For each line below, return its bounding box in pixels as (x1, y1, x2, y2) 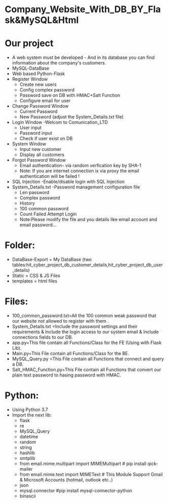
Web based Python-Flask (12, 71, 65, 77)
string (19, 444, 32, 450)
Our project (5, 38, 54, 49)
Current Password (19, 108, 58, 115)
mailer (19, 466, 33, 472)
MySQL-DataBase (12, 65, 50, 72)
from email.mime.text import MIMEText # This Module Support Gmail (19, 471, 163, 477)
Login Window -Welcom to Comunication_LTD (12, 119, 108, 125)
